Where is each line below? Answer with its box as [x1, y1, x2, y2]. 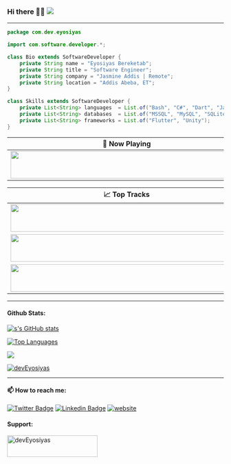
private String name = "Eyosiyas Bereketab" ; [19, 60, 153, 67]
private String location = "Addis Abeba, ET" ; [19, 79, 155, 86]
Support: [7, 419, 33, 428]
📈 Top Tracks [103, 189, 150, 199]
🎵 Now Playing [102, 139, 151, 148]
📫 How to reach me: [7, 386, 67, 395]
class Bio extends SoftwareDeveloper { [7, 54, 122, 61]
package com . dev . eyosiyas [7, 29, 81, 36]
